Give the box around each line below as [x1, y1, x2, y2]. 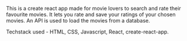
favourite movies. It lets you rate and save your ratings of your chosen [6, 11, 176, 18]
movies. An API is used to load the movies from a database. [6, 17, 151, 24]
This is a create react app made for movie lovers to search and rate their [6, 5, 181, 12]
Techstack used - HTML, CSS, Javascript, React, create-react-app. [6, 28, 169, 35]
